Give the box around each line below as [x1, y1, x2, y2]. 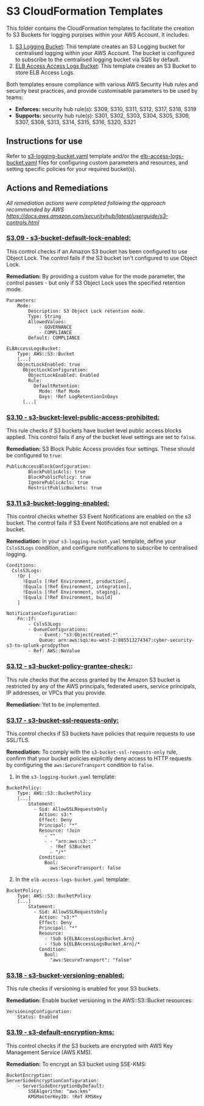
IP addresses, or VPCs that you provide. [6, 689, 107, 696]
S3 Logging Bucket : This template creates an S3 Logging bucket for [15, 43, 186, 50]
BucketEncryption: [6, 1072, 53, 1079]
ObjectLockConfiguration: [22, 366, 88, 373]
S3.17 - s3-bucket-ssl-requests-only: [6, 716, 119, 724]
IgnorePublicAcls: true [28, 479, 88, 486]
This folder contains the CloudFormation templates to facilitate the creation [6, 24, 195, 32]
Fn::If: [17, 616, 37, 622]
